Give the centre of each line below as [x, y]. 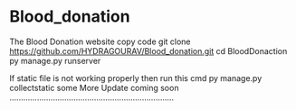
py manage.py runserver [55, 60]
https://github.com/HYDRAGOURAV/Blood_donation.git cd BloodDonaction [148, 50]
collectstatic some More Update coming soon [94, 87]
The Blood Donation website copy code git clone [100, 41]
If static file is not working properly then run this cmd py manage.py [136, 78]
